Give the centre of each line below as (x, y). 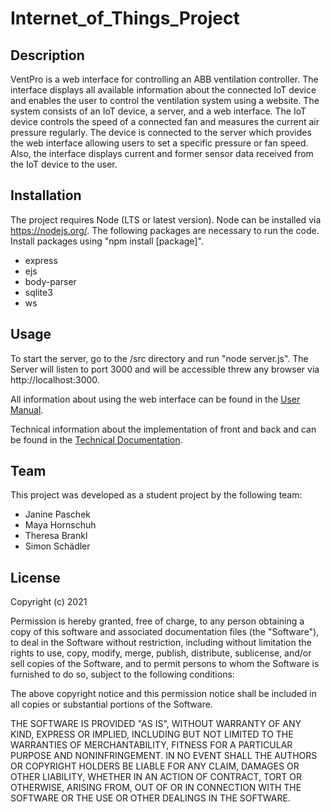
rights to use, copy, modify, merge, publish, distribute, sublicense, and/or (161, 653)
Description (47, 55)
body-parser (50, 281)
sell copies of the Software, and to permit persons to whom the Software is (165, 664)
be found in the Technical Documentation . (96, 439)
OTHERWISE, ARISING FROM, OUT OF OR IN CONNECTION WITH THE (156, 788)
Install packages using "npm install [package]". (107, 241)
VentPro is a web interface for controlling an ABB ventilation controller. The (164, 79)
